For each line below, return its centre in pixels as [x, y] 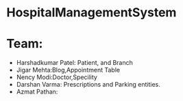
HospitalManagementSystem [91, 13]
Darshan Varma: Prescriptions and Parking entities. [88, 85]
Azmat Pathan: [37, 92]
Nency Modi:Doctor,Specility [57, 77]
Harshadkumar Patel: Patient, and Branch [74, 63]
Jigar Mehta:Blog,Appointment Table [68, 70]
